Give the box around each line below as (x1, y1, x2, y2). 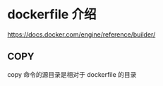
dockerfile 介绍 (7, 6, 97, 23)
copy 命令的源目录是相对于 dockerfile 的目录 (7, 70, 137, 78)
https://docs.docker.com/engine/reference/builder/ (7, 30, 156, 39)
